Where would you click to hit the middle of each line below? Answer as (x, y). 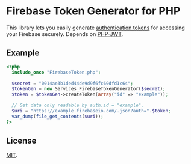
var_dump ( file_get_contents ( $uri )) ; (58, 116)
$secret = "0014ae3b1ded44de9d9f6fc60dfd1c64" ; (73, 83)
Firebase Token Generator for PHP (93, 11)
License (21, 141)
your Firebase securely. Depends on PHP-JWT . (65, 34)
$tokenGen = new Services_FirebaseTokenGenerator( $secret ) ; (89, 89)
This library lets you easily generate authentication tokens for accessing (95, 28)
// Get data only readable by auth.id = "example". (78, 105)
